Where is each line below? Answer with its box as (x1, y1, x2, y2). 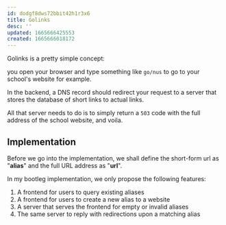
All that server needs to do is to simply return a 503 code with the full (7, 109, 201, 117)
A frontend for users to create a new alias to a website (16, 195, 171, 203)
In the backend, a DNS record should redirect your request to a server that (7, 88, 217, 97)
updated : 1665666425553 (7, 29, 75, 36)
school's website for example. (7, 75, 92, 83)
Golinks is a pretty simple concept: (7, 54, 105, 62)
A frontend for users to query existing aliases (16, 188, 145, 196)
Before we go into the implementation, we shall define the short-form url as (7, 154, 219, 162)
